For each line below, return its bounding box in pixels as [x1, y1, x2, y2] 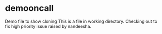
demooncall [5, 3, 54, 14]
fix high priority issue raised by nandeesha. [5, 23, 91, 29]
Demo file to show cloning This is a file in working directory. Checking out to [5, 18, 158, 24]
